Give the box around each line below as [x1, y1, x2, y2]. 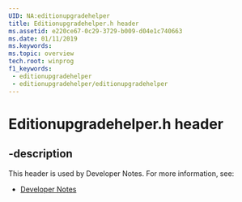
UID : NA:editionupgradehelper [8, 11, 111, 20]
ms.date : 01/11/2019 [8, 34, 79, 43]
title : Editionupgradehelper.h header [8, 19, 139, 28]
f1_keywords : [8, 65, 53, 73]
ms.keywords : [8, 42, 53, 50]
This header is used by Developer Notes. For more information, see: [8, 168, 235, 178]
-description [8, 147, 73, 161]
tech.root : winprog [8, 58, 74, 66]
